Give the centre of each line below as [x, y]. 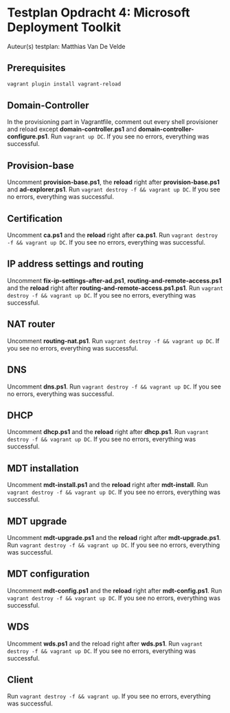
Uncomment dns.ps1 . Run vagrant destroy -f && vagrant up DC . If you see [114, 386]
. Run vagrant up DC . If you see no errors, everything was [128, 136]
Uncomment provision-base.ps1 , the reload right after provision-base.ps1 [113, 182]
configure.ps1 [27, 136]
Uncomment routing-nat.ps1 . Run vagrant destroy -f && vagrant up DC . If [113, 341]
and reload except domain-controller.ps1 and [72, 130]
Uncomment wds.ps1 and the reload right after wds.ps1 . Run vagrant [105, 643]
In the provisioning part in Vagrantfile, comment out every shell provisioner [113, 122]
